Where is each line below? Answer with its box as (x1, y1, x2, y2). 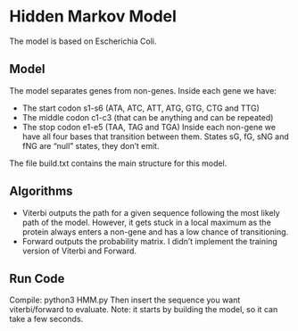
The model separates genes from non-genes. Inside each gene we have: (9, 85, 277, 95)
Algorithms (9, 184, 73, 199)
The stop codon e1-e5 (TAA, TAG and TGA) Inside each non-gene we (21, 121, 277, 132)
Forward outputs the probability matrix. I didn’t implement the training (21, 236, 278, 246)
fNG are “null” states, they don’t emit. (21, 140, 160, 151)
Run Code (9, 270, 65, 286)
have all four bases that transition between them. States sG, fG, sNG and (21, 131, 290, 142)
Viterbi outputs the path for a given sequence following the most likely (21, 207, 280, 218)
